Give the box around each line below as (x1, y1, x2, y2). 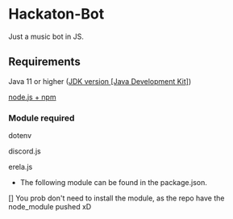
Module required (8, 112, 75, 124)
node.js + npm (8, 92, 56, 102)
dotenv (8, 131, 32, 141)
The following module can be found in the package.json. (19, 178, 207, 187)
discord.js (8, 146, 42, 156)
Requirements (8, 55, 81, 69)
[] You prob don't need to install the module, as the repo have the (8, 193, 225, 203)
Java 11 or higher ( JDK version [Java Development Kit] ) (8, 76, 192, 86)
